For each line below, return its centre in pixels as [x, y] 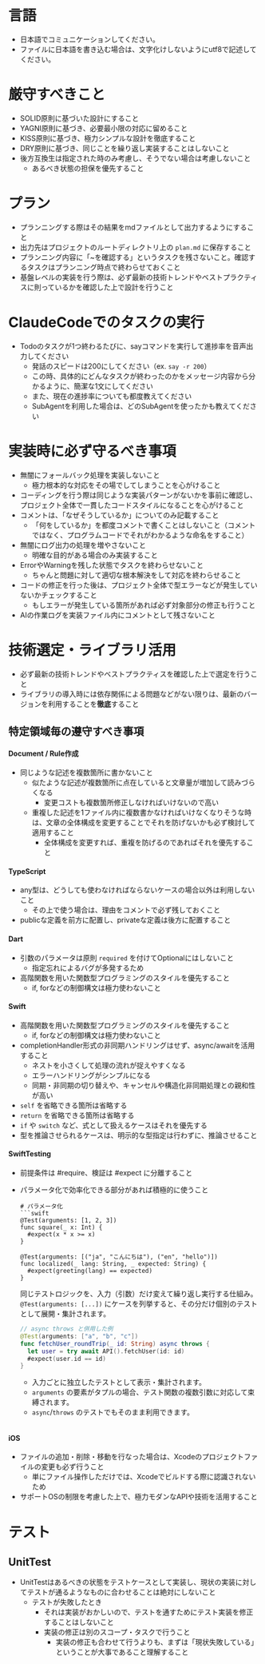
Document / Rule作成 [44, 753]
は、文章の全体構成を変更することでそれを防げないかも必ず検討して [143, 823]
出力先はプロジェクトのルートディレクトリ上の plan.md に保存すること [135, 247]
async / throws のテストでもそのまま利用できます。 [113, 1412]
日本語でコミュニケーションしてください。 [89, 39]
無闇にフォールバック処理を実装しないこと [90, 475]
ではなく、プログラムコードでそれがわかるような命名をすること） [140, 535]
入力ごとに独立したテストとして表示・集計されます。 [119, 1383]
